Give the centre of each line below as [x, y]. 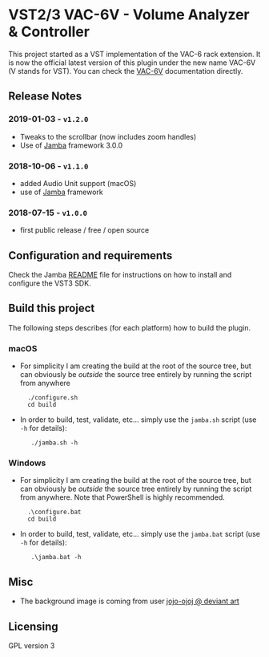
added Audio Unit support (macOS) [78, 183]
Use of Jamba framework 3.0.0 [71, 145]
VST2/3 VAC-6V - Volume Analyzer [129, 15]
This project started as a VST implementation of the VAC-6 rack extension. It [134, 54]
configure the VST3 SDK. [50, 283]
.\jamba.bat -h [56, 558]
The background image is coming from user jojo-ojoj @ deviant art [130, 601]
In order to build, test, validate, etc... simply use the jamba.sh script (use [138, 420]
